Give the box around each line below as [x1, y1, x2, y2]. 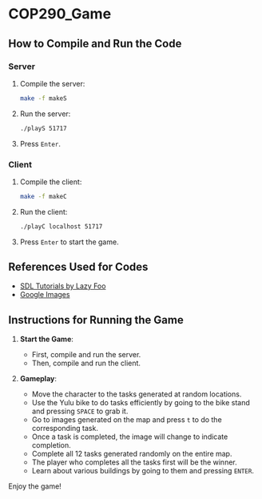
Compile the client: [19, 177, 82, 187]
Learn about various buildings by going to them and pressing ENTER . [31, 466, 254, 476]
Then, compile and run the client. [31, 358, 141, 368]
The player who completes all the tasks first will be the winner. [31, 457, 237, 467]
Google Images [19, 290, 70, 300]
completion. [31, 441, 72, 450]
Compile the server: [19, 78, 85, 88]
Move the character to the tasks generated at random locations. [31, 389, 242, 399]
